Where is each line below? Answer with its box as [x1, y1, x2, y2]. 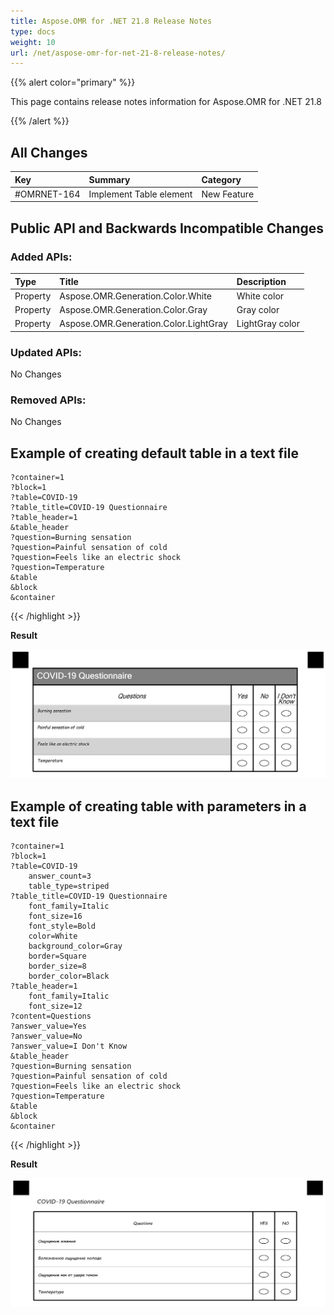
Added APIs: [10, 250, 73, 264]
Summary [88, 173, 131, 185]
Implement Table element [88, 188, 193, 200]
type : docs [10, 26, 56, 37]
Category [201, 173, 242, 185]
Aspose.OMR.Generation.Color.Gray [59, 304, 208, 315]
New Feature [201, 188, 255, 200]
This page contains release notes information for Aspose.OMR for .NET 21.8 [10, 96, 322, 108]
